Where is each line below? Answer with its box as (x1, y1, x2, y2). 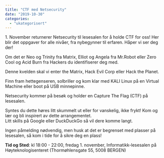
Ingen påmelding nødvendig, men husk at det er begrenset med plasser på (5, 128, 156, 134)
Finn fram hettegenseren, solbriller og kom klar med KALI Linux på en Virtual (5, 78, 159, 84)
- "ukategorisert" (9, 21, 47, 26)
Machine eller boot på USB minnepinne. (5, 84, 85, 90)
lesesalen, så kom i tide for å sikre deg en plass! (5, 133, 102, 138)
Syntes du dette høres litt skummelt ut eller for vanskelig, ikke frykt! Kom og (5, 108, 158, 113)
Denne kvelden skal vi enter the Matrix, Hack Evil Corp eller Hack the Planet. (5, 69, 159, 75)
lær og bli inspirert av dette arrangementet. (5, 113, 92, 119)
